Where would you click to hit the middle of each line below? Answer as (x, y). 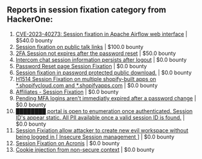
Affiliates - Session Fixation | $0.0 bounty (67, 92)
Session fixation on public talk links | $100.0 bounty (79, 47)
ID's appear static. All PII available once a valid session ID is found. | (100, 117)
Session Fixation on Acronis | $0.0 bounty (68, 143)
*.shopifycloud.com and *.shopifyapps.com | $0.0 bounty (87, 85)
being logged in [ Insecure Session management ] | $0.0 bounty (95, 137)
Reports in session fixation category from (87, 10)
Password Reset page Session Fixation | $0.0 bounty (81, 66)
